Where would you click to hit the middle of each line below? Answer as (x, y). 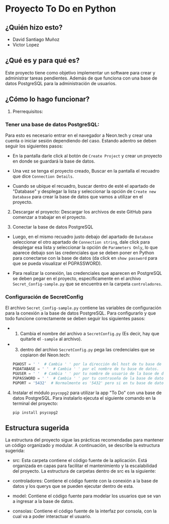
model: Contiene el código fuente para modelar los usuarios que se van (87, 496)
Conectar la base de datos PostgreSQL (53, 227)
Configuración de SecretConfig (44, 296)
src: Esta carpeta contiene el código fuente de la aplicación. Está (80, 461)
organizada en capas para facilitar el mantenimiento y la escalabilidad (85, 466)
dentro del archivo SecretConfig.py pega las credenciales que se (87, 350)
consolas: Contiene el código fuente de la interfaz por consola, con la (84, 511)
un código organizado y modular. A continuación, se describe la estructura (82, 445)
